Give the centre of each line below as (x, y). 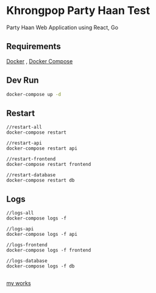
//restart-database (31, 175)
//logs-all (20, 213)
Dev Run (23, 81)
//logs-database (27, 261)
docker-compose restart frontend (49, 165)
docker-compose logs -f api (42, 235)
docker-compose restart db (41, 181)
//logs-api (20, 229)
